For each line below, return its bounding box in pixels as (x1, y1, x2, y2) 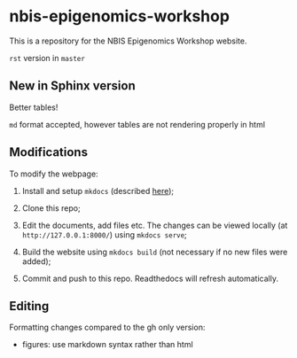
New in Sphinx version (9, 78, 136, 94)
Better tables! (9, 102, 59, 113)
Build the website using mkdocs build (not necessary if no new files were (21, 246, 288, 257)
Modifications (9, 144, 89, 160)
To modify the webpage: (9, 168, 99, 179)
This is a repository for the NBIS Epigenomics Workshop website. (9, 35, 247, 46)
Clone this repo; (21, 202, 82, 214)
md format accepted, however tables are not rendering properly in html (9, 119, 266, 129)
